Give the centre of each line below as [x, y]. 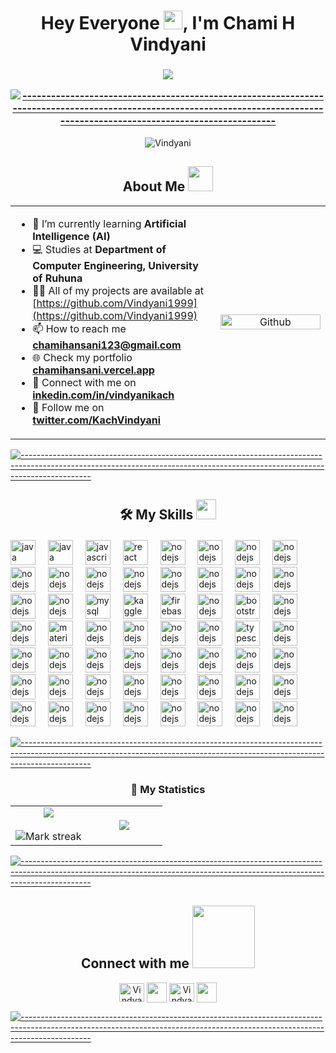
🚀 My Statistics [168, 789]
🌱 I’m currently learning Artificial [109, 223]
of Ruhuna [57, 278]
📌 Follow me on [68, 407]
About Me [154, 186]
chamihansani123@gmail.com [107, 345]
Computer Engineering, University [115, 265]
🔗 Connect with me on [84, 382]
